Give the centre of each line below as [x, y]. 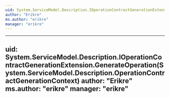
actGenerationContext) [42, 81]
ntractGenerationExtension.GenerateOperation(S [84, 65]
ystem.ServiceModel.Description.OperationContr [85, 73]
